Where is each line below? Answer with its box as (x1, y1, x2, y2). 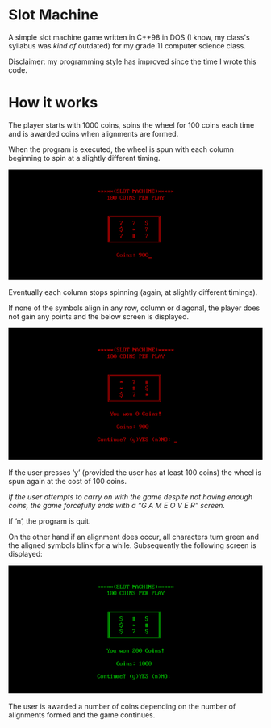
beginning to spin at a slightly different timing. (8, 153, 161, 162)
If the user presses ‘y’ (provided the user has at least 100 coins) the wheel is (8, 467, 262, 478)
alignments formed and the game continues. (8, 709, 156, 720)
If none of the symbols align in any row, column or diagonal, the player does (8, 303, 261, 313)
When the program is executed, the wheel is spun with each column (8, 144, 234, 154)
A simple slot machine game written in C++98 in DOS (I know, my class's (8, 32, 250, 42)
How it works (8, 94, 98, 112)
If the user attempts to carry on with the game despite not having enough (8, 491, 253, 502)
